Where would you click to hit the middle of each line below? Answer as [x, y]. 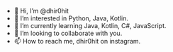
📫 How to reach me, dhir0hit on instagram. [77, 41]
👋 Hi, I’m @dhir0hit [41, 11]
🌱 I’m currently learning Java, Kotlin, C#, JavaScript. [90, 26]
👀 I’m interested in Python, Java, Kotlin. [71, 18]
